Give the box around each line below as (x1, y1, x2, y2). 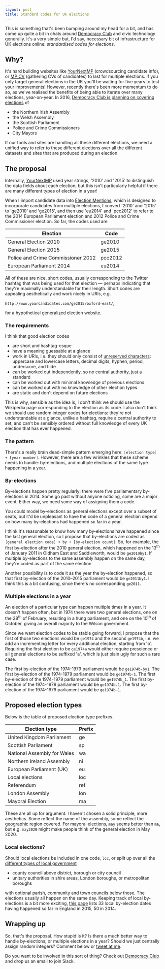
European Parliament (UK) (7, 766, 68, 773)
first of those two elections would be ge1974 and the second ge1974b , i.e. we (5, 635, 159, 641)
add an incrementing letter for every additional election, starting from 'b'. (5, 641, 153, 646)
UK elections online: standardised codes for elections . (5, 41, 115, 47)
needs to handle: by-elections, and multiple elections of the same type (5, 459, 148, 465)
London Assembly (7, 790, 50, 797)
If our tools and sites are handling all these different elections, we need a (5, 140, 153, 146)
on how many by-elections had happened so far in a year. (5, 519, 122, 525)
